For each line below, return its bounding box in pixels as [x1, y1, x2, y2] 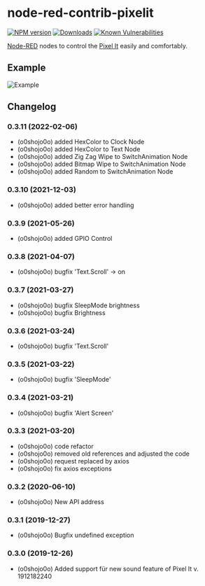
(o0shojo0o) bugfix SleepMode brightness [17, 301, 140, 309]
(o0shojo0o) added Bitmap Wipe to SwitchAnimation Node [17, 160, 187, 169]
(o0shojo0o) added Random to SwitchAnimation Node [17, 167, 174, 176]
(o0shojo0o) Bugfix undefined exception [17, 531, 134, 540]
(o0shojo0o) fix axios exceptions [17, 464, 112, 473]
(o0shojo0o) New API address [17, 498, 105, 506]
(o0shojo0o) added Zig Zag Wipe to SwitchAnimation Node [17, 153, 188, 161]
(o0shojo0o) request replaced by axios [17, 456, 129, 465]
